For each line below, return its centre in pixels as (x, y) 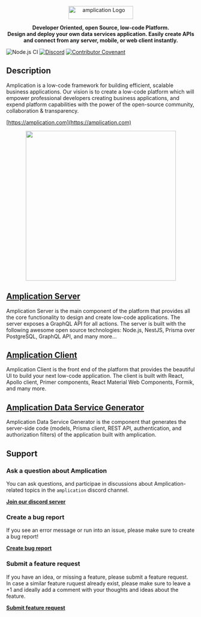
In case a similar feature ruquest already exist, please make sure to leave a (98, 583)
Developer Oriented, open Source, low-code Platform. (101, 28)
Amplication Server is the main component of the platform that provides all (98, 311)
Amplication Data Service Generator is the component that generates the (96, 422)
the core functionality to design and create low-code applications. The (93, 317)
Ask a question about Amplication (56, 471)
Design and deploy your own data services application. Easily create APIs (101, 34)
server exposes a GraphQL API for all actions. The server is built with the (96, 323)
